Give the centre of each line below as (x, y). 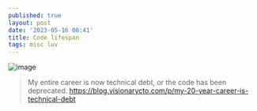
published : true (35, 15)
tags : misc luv (33, 45)
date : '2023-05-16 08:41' (51, 30)
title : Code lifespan (44, 37)
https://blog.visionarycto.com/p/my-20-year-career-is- (159, 91)
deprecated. (47, 91)
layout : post (30, 23)
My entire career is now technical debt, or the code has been (127, 83)
